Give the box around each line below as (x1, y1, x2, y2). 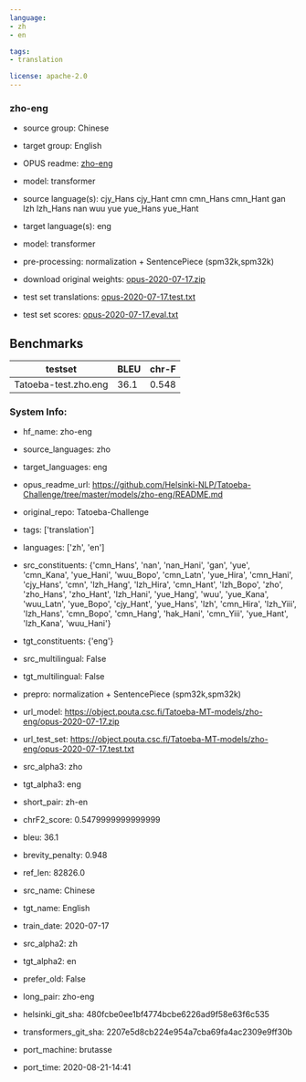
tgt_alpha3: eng (22, 779, 82, 790)
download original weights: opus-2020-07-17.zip (22, 274, 206, 285)
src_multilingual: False (22, 654, 107, 665)
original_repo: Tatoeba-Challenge (22, 507, 149, 518)
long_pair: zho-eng (22, 992, 95, 1003)
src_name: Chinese (22, 885, 96, 896)
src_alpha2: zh (22, 938, 79, 950)
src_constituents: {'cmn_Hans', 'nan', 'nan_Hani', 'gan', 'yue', (22, 560, 251, 571)
